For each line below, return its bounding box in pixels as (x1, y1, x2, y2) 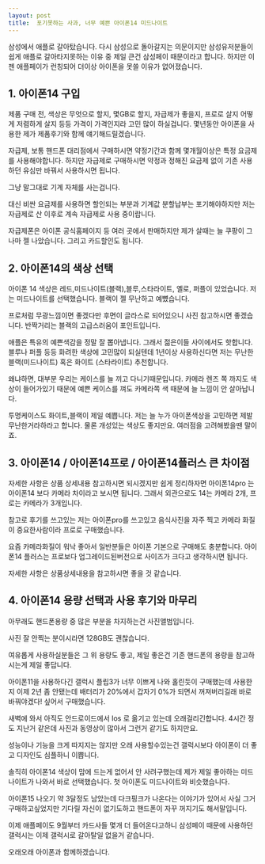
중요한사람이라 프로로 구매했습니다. (16, 524, 125, 535)
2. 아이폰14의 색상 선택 (8, 261, 114, 275)
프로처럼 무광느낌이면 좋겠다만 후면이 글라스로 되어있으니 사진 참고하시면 (8, 310, 233, 321)
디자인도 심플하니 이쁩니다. (16, 750, 100, 759)
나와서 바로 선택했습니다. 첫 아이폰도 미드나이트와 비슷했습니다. (35, 777, 230, 786)
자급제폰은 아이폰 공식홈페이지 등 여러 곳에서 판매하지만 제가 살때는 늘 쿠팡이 (8, 226, 245, 236)
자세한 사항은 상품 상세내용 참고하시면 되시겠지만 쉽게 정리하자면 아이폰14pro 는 (8, 478, 255, 488)
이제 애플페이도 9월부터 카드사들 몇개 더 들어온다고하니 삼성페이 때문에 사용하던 (8, 820, 253, 830)
